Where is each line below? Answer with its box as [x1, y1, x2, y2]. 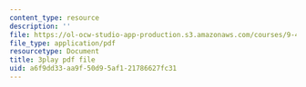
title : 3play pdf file [9, 55, 96, 64]
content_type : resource [9, 13, 100, 23]
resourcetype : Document [9, 47, 100, 56]
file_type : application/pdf [9, 38, 117, 48]
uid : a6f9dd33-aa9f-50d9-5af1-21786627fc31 [9, 64, 178, 73]
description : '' [9, 22, 71, 31]
